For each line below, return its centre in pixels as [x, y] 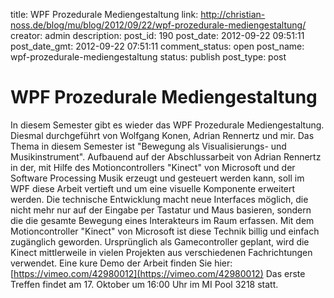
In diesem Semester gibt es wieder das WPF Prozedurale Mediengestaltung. [167, 125]
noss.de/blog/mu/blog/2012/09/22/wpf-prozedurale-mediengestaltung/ [158, 25]
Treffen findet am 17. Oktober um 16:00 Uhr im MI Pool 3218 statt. [144, 284]
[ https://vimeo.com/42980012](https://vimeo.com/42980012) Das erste [158, 273]
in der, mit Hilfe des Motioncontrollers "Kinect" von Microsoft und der [153, 167]
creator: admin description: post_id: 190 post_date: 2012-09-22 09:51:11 [157, 35]
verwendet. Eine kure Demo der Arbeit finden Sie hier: [121, 263]
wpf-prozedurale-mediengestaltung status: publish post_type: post [148, 57]
